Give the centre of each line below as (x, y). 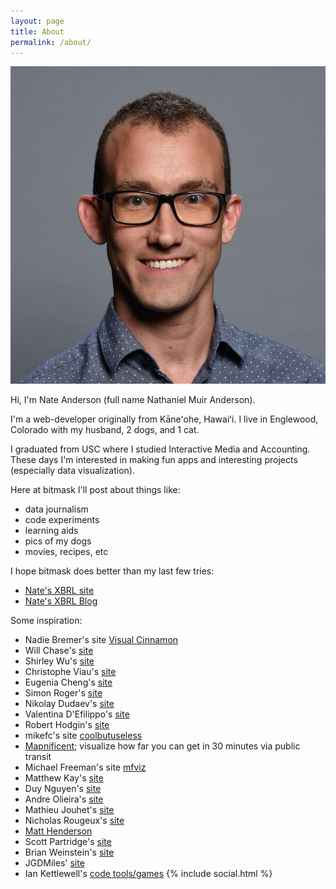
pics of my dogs (58, 541)
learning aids (51, 530)
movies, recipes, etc (66, 551)
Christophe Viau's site (70, 671)
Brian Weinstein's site (69, 852)
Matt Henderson (58, 831)
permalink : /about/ (51, 42)
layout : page (37, 21)
